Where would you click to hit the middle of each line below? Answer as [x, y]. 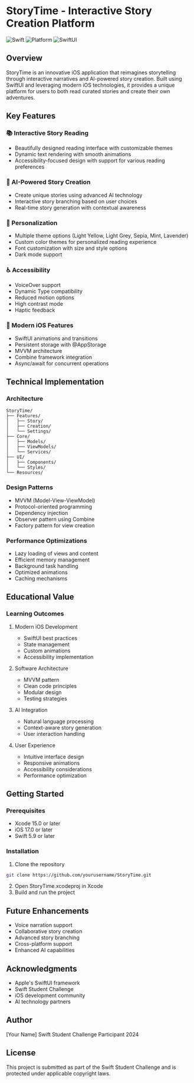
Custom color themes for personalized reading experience [86, 242]
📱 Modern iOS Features [40, 325]
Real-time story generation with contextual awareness [80, 207]
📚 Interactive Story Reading [47, 133]
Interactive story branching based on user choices [76, 201]
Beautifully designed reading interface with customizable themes [93, 148]
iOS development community [50, 995]
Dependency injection [41, 513]
